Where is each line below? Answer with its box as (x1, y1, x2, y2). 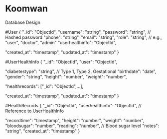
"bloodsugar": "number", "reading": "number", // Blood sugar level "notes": (5, 123, 160, 129)
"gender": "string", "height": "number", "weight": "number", (5, 73, 127, 79)
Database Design (5, 19, 41, 25)
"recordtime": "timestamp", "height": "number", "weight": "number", (5, 117, 145, 123)
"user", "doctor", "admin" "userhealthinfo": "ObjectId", (5, 39, 117, 45)
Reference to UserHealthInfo (5, 108, 64, 114)
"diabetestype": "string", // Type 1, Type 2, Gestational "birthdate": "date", (5, 68, 157, 74)
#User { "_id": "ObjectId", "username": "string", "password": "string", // (5, 29, 151, 35)
